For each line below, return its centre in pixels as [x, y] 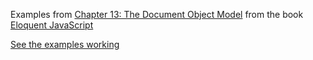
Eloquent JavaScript [52, 25]
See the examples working [65, 44]
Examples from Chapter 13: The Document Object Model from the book [157, 14]
